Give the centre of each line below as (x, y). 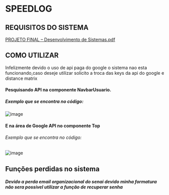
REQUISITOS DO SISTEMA (47, 28)
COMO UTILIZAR (32, 55)
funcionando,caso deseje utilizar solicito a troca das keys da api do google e (85, 73)
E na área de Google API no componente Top (53, 126)
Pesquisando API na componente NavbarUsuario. (58, 90)
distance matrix (21, 78)
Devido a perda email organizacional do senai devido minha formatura (81, 182)
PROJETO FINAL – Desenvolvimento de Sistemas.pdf (60, 39)
